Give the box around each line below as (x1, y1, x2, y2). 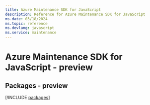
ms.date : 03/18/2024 (5, 16, 48, 21)
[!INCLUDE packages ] (5, 95, 50, 100)
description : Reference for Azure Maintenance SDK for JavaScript (5, 12, 146, 17)
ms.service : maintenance (5, 30, 57, 35)
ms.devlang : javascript (5, 26, 55, 31)
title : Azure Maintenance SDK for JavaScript (5, 7, 101, 12)
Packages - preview (5, 81, 68, 90)
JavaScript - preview (5, 62, 93, 73)
